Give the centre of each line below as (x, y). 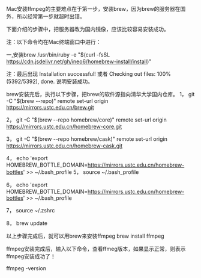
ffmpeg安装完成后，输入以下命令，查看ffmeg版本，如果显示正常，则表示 (96, 249)
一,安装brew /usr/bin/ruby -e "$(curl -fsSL (58, 55)
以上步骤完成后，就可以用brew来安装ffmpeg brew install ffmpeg (85, 236)
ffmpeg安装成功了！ (31, 256)
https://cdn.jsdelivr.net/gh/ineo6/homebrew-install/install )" (79, 61)
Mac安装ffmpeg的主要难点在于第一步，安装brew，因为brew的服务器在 (93, 9)
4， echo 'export (27, 158)
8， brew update (27, 223)
